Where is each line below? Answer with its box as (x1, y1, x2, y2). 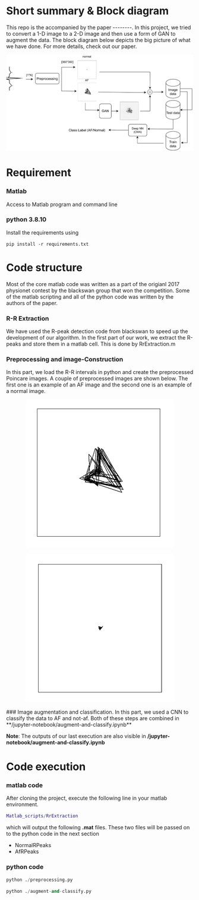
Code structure (6, 261, 83, 274)
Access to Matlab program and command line (6, 201, 118, 208)
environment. (6, 800, 39, 808)
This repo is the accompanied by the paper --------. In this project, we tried (6, 24, 191, 31)
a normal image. (6, 388, 46, 395)
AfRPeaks (14, 848, 39, 855)
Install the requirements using (6, 229, 79, 236)
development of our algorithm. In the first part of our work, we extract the (6, 334, 186, 341)
